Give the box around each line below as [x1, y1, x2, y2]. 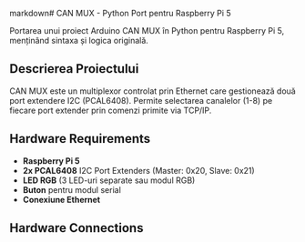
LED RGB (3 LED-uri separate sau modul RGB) [22, 175, 196, 186]
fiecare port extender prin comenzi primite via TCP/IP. [9, 105, 212, 116]
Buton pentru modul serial [22, 184, 121, 195]
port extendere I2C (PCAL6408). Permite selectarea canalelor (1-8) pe [9, 95, 273, 106]
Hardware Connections [9, 220, 144, 236]
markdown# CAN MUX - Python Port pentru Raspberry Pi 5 [9, 8, 231, 18]
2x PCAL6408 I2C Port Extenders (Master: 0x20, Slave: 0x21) [22, 165, 255, 176]
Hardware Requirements [9, 131, 151, 146]
